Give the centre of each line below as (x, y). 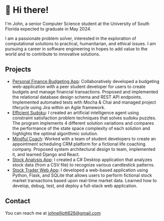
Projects (18, 69)
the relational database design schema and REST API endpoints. (77, 97)
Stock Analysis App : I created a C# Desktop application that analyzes (82, 160)
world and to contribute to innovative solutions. (53, 54)
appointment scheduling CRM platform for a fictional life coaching (79, 144)
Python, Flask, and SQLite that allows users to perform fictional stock (82, 175)
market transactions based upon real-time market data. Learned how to (84, 180)
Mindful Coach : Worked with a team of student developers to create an (84, 138)
